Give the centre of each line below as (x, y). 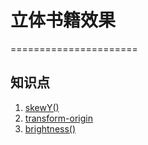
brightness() (50, 128)
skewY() (42, 107)
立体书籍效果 (63, 20)
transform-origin (58, 118)
